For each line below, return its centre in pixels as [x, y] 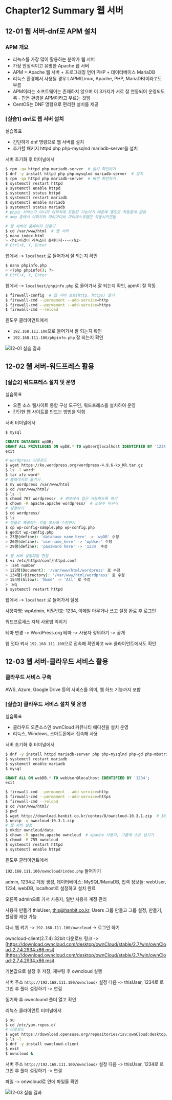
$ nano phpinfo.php [26, 265]
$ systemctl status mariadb [35, 207]
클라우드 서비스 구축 [28, 677]
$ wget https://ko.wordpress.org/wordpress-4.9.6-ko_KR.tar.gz [74, 465]
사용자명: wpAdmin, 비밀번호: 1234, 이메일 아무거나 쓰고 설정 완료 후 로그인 [81, 611]
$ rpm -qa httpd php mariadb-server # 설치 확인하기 [61, 169]
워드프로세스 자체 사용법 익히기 [36, 622]
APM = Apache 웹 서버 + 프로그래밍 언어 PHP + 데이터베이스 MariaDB [84, 72]
